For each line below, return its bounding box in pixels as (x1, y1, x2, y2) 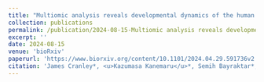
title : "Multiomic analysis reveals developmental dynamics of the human (8, 11, 255, 20)
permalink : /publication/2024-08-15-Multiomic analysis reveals (8, 26, 223, 34)
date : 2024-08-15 (8, 41, 65, 48)
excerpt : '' (8, 33, 47, 41)
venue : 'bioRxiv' (8, 48, 65, 55)
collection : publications (8, 19, 93, 27)
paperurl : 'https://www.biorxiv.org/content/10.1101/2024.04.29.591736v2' (8, 55, 258, 63)
